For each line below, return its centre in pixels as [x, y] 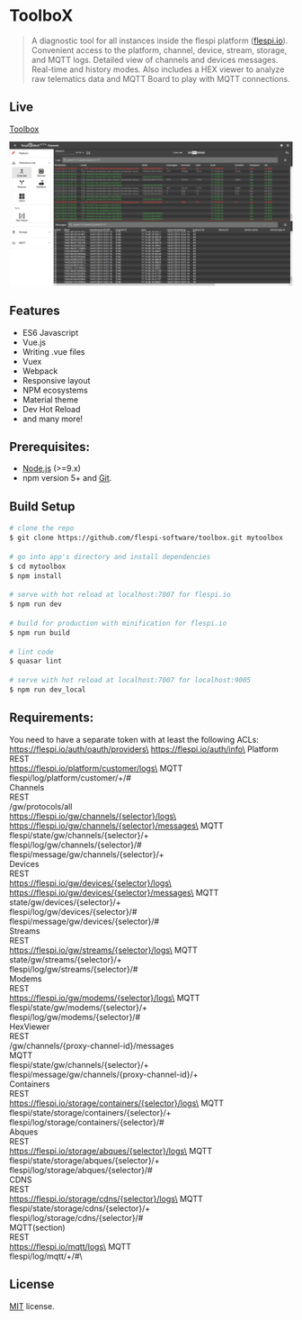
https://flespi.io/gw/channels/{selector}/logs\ [93, 816]
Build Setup [42, 506]
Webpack [40, 371]
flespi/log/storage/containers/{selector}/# [87, 1122]
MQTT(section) [37, 1227]
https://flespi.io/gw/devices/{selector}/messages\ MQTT [114, 892]
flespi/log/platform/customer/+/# [71, 778]
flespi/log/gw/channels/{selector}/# [75, 845]
